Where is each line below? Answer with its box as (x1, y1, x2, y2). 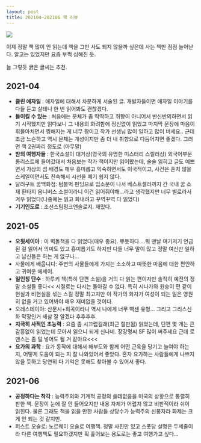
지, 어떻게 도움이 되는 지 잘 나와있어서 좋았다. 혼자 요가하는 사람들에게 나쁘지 (14, 350, 195, 358)
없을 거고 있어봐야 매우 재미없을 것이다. (21, 298, 113, 305)
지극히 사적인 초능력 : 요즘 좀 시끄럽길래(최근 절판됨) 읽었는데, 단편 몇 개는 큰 (14, 320, 195, 328)
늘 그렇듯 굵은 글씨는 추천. (6, 63, 67, 70)
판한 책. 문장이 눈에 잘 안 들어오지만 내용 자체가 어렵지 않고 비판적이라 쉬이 (14, 400, 190, 407)
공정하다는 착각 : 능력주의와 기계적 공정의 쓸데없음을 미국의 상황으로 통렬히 (14, 392, 190, 400)
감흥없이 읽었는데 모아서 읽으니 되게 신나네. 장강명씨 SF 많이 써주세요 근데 (14, 328, 188, 335)
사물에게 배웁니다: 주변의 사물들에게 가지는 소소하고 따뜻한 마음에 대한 (14, 260, 179, 268)
